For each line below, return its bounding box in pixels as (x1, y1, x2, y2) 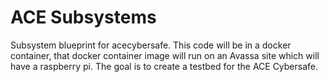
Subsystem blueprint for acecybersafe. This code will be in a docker (10, 39, 292, 51)
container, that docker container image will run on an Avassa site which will (10, 49, 320, 61)
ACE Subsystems (10, 6, 157, 29)
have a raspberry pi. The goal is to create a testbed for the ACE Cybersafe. (10, 60, 319, 72)
